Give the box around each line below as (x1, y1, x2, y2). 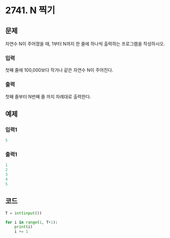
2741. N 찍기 (5, 5, 55, 16)
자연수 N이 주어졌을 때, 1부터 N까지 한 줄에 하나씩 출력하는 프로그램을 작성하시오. (5, 41, 165, 47)
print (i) (14, 224, 33, 229)
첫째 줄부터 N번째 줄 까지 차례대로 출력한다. (5, 93, 91, 99)
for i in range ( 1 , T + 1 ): (5, 220, 58, 225)
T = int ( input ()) (5, 211, 42, 216)
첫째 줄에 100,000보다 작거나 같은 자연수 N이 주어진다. (5, 67, 114, 73)
